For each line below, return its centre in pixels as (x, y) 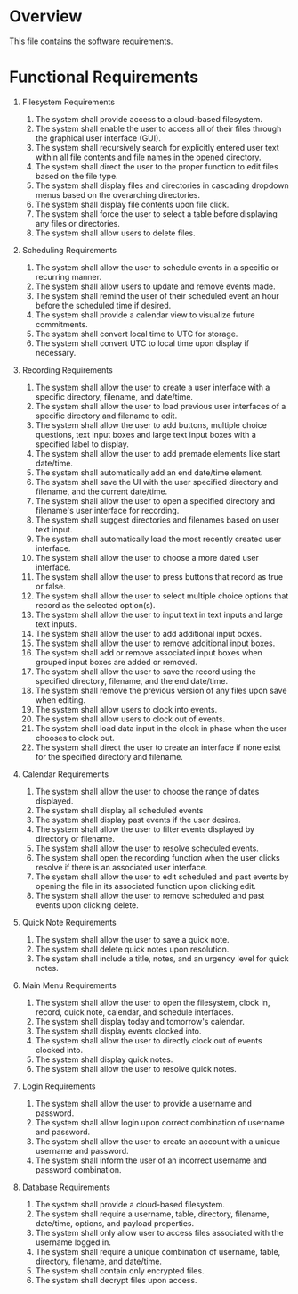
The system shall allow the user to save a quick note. (132, 939)
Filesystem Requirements (68, 102)
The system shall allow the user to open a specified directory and (155, 500)
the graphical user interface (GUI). (98, 138)
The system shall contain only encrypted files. (120, 1270)
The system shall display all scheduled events (119, 810)
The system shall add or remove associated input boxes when (149, 652)
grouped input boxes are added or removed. (116, 662)
